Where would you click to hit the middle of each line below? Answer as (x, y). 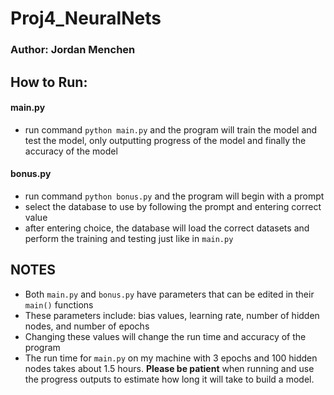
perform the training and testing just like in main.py (129, 238)
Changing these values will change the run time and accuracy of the (165, 336)
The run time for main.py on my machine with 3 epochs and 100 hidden (171, 358)
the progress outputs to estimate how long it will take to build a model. (169, 379)
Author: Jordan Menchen (73, 50)
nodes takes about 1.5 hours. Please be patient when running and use (169, 368)
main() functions (59, 304)
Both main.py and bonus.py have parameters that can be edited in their (169, 294)
